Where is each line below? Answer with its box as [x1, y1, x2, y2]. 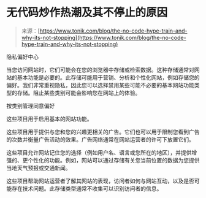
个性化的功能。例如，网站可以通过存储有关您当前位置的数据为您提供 [27, 156, 200, 164]
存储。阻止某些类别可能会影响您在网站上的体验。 [17, 89, 141, 96]
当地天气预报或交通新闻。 [6, 164, 71, 172]
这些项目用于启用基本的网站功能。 [6, 115, 93, 123]
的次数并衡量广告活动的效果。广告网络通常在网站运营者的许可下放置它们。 [6, 135, 194, 143]
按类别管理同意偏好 [6, 102, 55, 109]
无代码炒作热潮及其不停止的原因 [6, 6, 168, 20]
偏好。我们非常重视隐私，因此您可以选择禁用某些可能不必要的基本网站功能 [6, 81, 194, 89]
